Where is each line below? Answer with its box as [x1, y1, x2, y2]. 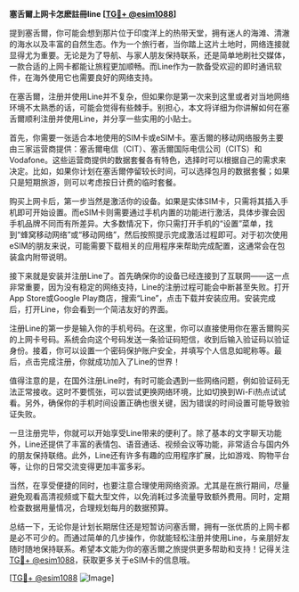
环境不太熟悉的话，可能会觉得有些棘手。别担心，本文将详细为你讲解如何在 [9, 103, 282, 112]
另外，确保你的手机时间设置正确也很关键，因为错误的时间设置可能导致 [24, 398, 282, 408]
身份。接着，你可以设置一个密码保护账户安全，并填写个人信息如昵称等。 [9, 345, 274, 356]
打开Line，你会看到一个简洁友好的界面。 [24, 304, 174, 315]
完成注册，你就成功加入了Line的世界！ [39, 357, 181, 366]
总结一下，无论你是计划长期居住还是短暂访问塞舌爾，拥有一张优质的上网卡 [9, 522, 282, 531]
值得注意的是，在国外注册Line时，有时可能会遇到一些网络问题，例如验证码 [9, 375, 282, 386]
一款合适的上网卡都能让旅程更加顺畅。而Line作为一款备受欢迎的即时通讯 [9, 62, 274, 71]
